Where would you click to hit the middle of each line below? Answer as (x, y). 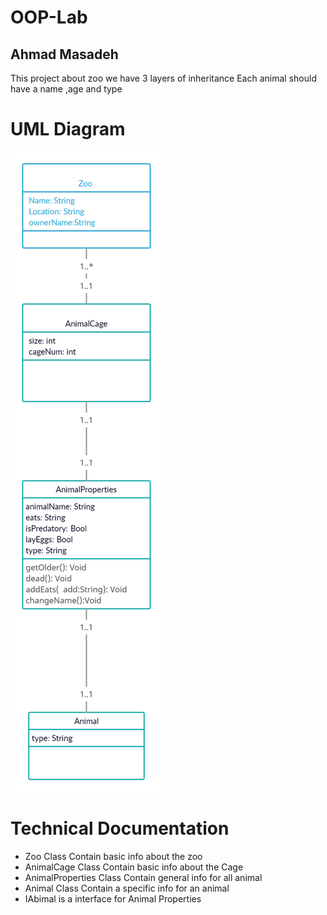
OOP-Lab (49, 17)
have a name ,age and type (66, 89)
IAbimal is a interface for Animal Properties (113, 898)
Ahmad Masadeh (64, 54)
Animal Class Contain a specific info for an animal (127, 888)
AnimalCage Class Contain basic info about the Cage (134, 867)
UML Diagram (68, 129)
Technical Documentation (120, 828)
